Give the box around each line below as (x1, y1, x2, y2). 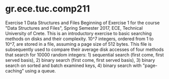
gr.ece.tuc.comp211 (5, 3, 90, 15)
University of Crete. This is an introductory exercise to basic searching (5, 30, 152, 36)
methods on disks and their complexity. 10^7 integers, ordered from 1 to (5, 36, 154, 42)
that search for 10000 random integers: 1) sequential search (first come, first (5, 51, 164, 58)
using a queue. (25, 67, 57, 73)
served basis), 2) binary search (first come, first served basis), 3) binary (5, 57, 155, 63)
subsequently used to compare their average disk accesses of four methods (5, 46, 164, 52)
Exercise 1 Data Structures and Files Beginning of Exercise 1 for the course (5, 20, 160, 26)
